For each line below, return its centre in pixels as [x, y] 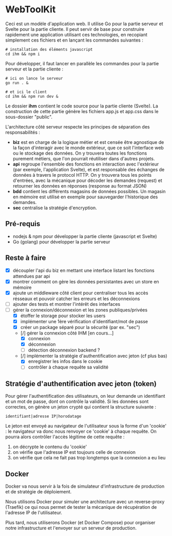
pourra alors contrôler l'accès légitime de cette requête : [65, 437]
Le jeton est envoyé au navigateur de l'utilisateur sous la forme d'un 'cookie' [86, 426]
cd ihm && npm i [23, 54]
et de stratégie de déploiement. [39, 492]
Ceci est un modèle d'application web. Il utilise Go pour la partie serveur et [84, 24]
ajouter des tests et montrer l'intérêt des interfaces [66, 304]
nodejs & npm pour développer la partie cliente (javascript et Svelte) [85, 236]
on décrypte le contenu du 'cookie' [50, 447]
